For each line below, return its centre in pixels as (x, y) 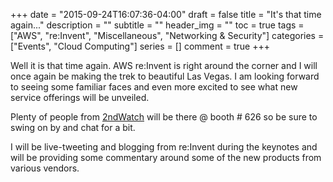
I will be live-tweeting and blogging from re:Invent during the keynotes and (164, 147)
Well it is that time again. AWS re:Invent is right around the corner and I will (164, 65)
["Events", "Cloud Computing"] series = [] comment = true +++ (140, 46)
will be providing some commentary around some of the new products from (166, 157)
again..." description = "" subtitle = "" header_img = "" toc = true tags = (157, 25)
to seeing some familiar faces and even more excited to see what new (154, 87)
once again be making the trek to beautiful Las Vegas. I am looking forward (165, 76)
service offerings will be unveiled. (80, 97)
